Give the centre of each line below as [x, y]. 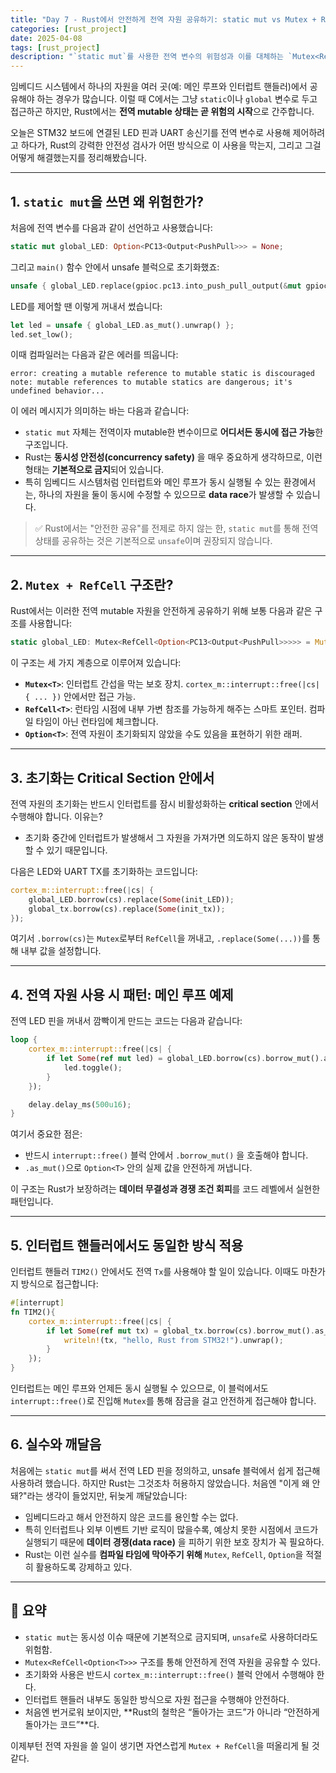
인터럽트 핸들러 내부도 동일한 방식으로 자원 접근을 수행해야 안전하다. [157, 1699]
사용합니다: [50, 623]
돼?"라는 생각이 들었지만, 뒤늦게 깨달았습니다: [99, 1495]
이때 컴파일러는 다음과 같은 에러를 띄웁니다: [94, 355]
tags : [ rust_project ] [55, 47]
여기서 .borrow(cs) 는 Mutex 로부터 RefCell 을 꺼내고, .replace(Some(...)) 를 [160, 938]
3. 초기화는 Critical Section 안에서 [112, 777]
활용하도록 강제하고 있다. [84, 1567]
